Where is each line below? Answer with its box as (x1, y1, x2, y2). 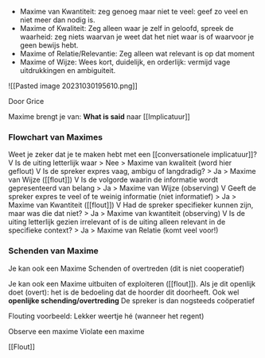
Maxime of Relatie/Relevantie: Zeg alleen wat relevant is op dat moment (19, 49, 255, 58)
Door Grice (8, 97, 45, 106)
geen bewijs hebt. (19, 40, 79, 50)
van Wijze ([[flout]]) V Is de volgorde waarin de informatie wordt (8, 175, 219, 185)
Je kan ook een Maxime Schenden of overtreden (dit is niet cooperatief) (8, 264, 245, 273)
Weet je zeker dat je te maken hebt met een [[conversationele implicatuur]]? (8, 150, 257, 160)
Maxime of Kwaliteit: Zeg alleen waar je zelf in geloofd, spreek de (19, 24, 234, 33)
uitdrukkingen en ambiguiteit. (19, 66, 116, 75)
